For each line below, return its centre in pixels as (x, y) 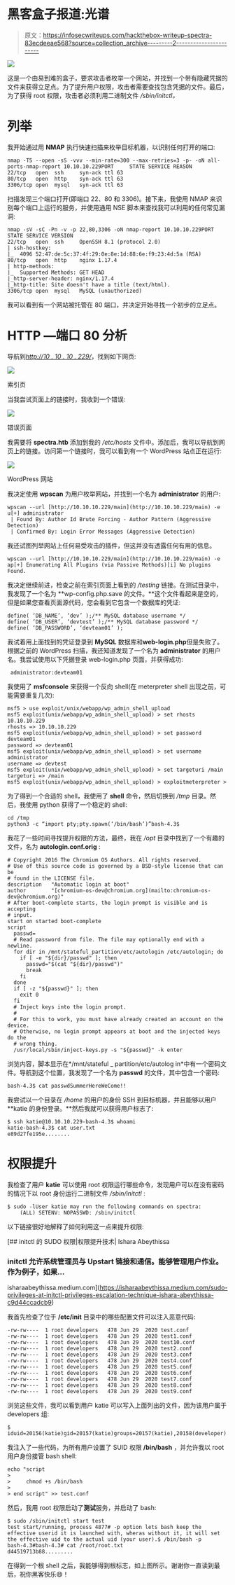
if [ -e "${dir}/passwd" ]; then (69, 958)
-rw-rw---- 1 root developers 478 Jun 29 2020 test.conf (98, 1330)
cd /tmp (19, 818)
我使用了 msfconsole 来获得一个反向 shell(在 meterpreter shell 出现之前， (114, 686)
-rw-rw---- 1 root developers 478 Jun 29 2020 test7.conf (100, 1379)
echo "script (26, 1469)
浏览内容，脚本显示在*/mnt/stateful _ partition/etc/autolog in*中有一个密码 (114, 1064)
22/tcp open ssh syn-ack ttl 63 (65, 172)
